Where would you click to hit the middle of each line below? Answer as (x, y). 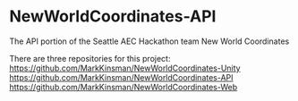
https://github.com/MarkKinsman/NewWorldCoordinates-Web (123, 87)
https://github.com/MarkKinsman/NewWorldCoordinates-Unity (125, 68)
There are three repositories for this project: (90, 58)
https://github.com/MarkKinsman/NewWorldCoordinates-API (122, 77)
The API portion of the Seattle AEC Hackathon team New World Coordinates (149, 41)
